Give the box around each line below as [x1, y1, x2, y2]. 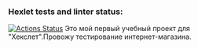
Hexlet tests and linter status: [8, 6, 123, 17]
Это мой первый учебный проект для [64, 24, 190, 33]
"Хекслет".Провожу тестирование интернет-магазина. [8, 32, 192, 41]
